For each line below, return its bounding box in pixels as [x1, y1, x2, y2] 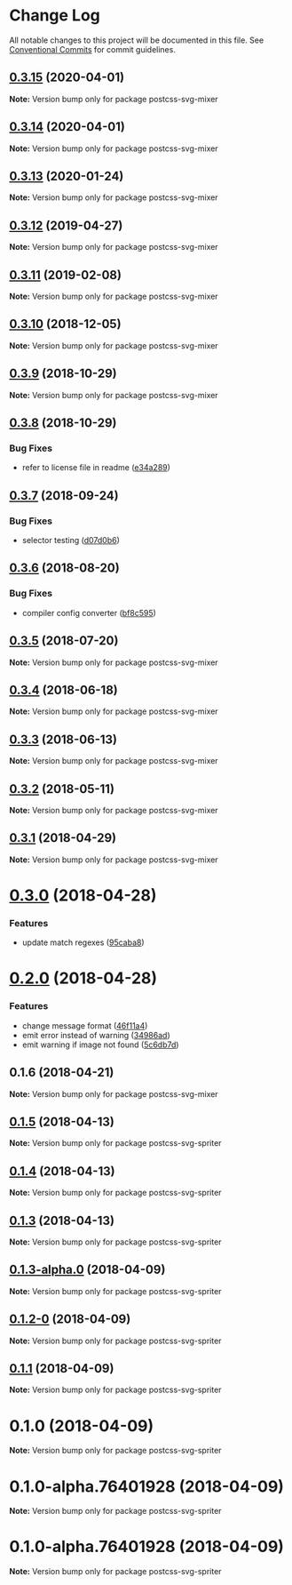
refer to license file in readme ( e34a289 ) [21, 462, 171, 473]
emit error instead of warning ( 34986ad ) [21, 1029, 170, 1040]
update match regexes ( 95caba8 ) [21, 937, 145, 948]
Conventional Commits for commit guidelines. [9, 44, 176, 54]
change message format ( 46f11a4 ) [21, 1020, 148, 1031]
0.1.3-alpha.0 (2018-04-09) [9, 1262, 166, 1277]
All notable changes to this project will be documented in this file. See [9, 35, 264, 45]
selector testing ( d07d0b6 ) [21, 535, 120, 545]
